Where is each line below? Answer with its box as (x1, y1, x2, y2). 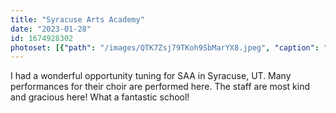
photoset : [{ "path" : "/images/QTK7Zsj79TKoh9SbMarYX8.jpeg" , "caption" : (10, 42, 320, 53)
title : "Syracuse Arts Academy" (10, 14, 145, 25)
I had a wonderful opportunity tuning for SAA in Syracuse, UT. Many (10, 70, 292, 82)
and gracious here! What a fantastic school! (10, 91, 190, 103)
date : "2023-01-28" (10, 24, 92, 34)
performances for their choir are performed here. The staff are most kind (10, 81, 311, 93)
